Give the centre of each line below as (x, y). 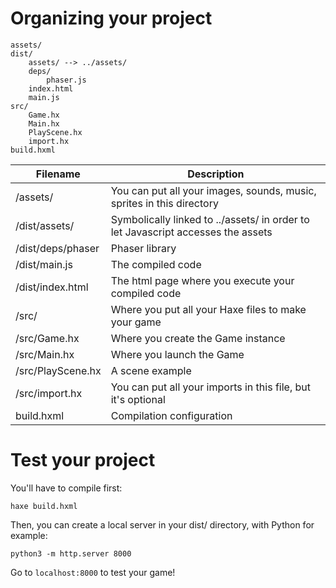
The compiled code (156, 264)
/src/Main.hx (45, 354)
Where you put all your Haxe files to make (208, 309)
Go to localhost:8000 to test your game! (93, 572)
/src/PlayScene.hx (58, 370)
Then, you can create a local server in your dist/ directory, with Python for (162, 524)
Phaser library (143, 248)
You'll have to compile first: (66, 488)
